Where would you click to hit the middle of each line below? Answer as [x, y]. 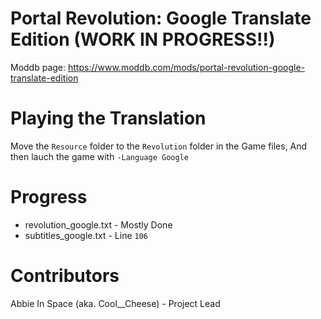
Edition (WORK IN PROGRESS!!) [143, 39]
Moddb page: [38, 67]
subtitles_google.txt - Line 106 [86, 235]
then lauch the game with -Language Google [99, 156]
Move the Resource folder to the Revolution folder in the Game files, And [159, 146]
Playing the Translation [108, 118]
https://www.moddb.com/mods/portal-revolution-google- [186, 67]
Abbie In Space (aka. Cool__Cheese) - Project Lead [115, 303]
